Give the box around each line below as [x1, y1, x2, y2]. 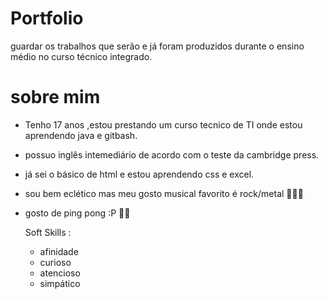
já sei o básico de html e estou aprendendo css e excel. [24, 168, 255, 180]
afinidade [39, 245, 79, 257]
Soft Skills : [24, 226, 72, 238]
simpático [39, 277, 81, 289]
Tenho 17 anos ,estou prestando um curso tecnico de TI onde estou [24, 118, 303, 131]
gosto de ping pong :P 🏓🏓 [24, 207, 131, 219]
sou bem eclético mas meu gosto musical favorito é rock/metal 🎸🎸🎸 [24, 187, 304, 199]
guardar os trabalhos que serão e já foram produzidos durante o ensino [10, 40, 305, 52]
